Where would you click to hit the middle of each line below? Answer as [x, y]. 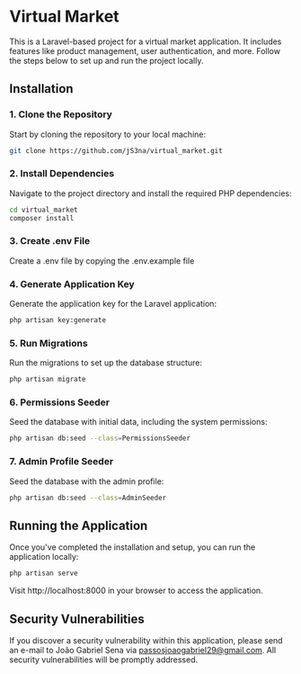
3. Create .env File [50, 241]
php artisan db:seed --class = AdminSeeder [88, 498]
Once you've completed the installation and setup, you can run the [133, 547]
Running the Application [79, 525]
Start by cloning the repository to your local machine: [108, 134]
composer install [42, 218]
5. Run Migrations [49, 343]
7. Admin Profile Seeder [62, 462]
